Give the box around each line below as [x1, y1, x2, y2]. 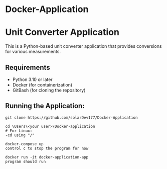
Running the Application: [5, 102, 85, 110]
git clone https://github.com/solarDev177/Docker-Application [5, 115, 138, 120]
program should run [5, 159, 46, 164]
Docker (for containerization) [12, 81, 73, 88]
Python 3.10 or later [12, 76, 53, 82]
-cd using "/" [5, 132, 35, 138]
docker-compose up [5, 141, 44, 146]
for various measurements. [5, 49, 61, 55]
